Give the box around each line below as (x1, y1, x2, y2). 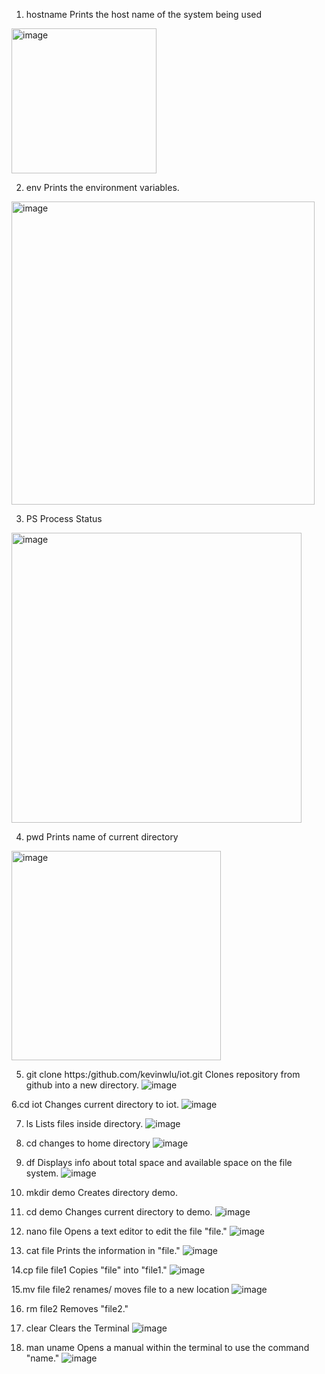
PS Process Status (25, 513, 103, 524)
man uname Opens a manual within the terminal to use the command (25, 1342, 310, 1353)
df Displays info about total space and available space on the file (25, 1157, 293, 1168)
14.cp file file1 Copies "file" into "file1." (11, 1264, 168, 1276)
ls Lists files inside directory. (25, 1118, 144, 1129)
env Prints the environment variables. (25, 182, 180, 193)
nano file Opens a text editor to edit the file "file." (25, 1225, 228, 1237)
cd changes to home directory (25, 1137, 151, 1149)
